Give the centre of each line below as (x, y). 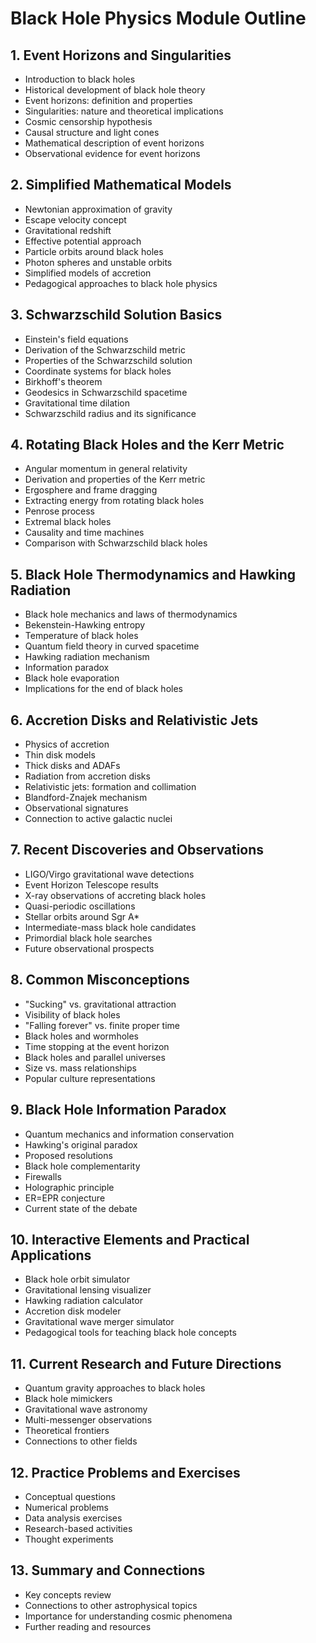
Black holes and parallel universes (95, 1057)
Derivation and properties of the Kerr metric (115, 479)
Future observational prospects (89, 948)
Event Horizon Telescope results (91, 884)
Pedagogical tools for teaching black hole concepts (130, 1333)
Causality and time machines (84, 533)
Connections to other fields (81, 1441)
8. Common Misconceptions (100, 980)
